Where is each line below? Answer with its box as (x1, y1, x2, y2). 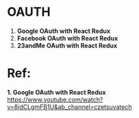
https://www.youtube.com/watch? (7, 95, 103, 104)
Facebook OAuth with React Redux (16, 34, 118, 42)
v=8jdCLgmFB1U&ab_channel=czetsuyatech (7, 102, 132, 110)
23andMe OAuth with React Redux (16, 41, 118, 49)
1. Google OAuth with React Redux (7, 88, 106, 96)
